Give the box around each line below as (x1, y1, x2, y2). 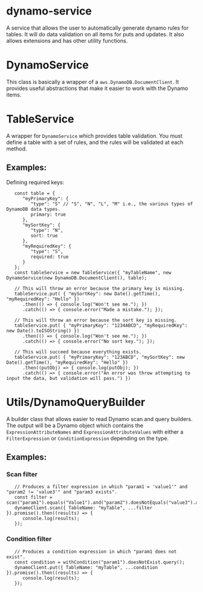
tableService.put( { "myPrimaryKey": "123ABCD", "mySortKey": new (14, 354, 185, 360)
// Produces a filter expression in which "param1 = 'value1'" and (14, 484, 188, 490)
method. (6, 145, 27, 152)
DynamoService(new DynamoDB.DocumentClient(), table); (6, 275, 147, 281)
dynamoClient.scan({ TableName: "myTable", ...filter (14, 505, 153, 511)
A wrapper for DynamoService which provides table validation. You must (6, 132, 183, 140)
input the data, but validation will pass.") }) (6, 375, 131, 381)
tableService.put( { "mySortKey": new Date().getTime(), (14, 291, 161, 297)
